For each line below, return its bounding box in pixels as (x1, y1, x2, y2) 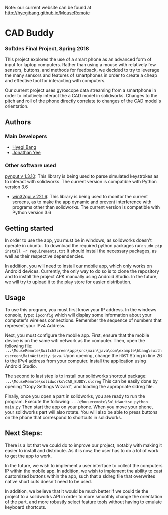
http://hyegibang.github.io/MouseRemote (5, 10, 90, 16)
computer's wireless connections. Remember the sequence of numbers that (5, 317, 162, 323)
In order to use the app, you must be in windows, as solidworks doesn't (5, 237, 152, 243)
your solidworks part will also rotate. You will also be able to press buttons (5, 409, 158, 415)
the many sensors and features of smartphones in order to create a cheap (5, 72, 157, 78)
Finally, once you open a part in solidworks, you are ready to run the (5, 393, 145, 399)
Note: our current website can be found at (5, 5, 91, 10)
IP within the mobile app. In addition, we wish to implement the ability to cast (5, 468, 163, 474)
